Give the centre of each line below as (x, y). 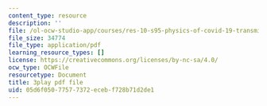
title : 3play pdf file (46, 82)
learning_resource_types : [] (56, 53)
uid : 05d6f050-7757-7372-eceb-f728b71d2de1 (81, 90)
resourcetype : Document (48, 75)
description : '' (35, 23)
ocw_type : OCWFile (39, 68)
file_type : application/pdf (55, 45)
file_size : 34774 (37, 38)
